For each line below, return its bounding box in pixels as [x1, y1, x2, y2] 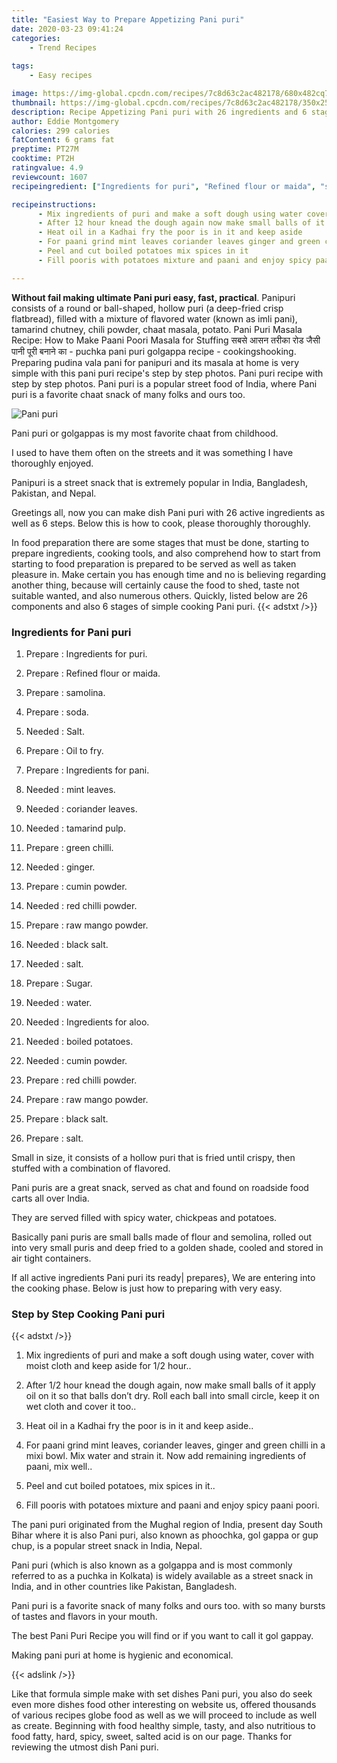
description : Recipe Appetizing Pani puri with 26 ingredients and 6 [11, 107, 308, 117]
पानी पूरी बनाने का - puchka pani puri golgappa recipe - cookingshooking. [11, 345, 297, 357]
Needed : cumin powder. [25, 1054, 128, 1066]
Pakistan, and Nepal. [11, 487, 97, 499]
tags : [11, 61, 34, 71]
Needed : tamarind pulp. [25, 822, 126, 834]
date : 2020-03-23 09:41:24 [11, 24, 124, 34]
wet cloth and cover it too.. [25, 1401, 137, 1413]
